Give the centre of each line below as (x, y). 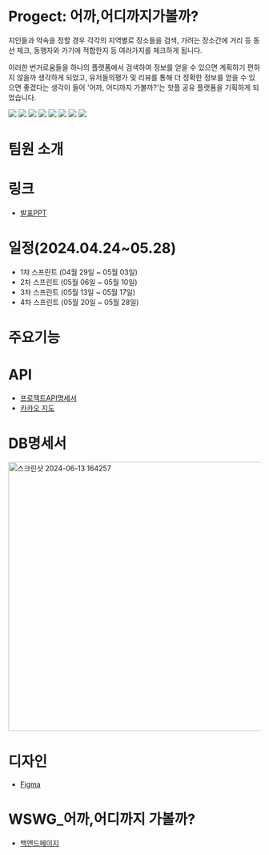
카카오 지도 (37, 408)
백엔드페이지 (40, 843)
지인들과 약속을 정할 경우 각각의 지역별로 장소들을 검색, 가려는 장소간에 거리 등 (130, 40)
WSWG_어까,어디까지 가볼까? (102, 819)
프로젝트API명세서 (48, 398)
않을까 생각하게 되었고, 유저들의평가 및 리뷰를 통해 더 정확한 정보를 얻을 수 (132, 77)
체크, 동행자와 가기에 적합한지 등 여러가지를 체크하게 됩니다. (109, 50)
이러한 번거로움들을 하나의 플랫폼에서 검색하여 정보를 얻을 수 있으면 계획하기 (127, 67)
